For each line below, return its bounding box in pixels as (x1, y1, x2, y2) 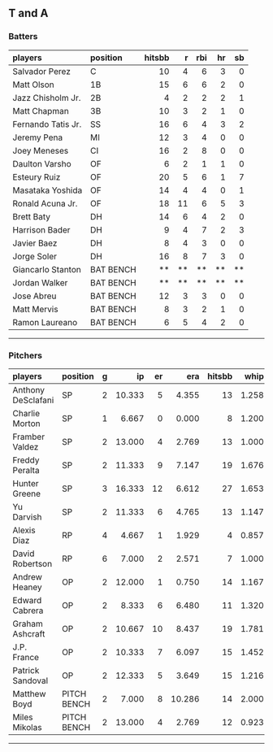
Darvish (12, 511, 42, 523)
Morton (12, 418, 41, 429)
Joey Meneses (12, 145, 69, 156)
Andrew (12, 571, 43, 582)
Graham (12, 618, 43, 629)
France (12, 651, 39, 663)
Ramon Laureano (12, 316, 78, 328)
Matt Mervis (12, 303, 58, 315)
